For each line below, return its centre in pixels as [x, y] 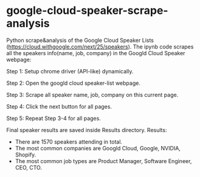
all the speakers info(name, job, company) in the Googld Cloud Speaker [96, 53]
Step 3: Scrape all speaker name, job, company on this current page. [92, 95]
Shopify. [26, 155]
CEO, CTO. [29, 167]
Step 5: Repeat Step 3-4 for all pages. [54, 118]
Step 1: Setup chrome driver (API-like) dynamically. [70, 71]
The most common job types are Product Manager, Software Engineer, [103, 161]
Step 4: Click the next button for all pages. [59, 106]
